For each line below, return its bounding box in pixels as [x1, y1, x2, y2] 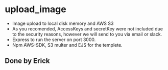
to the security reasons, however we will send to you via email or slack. [12, 31, 162, 37]
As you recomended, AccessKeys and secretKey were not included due [12, 25, 163, 31]
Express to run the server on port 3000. [12, 37, 96, 43]
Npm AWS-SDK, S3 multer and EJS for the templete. [12, 42, 123, 48]
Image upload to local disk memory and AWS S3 [12, 20, 114, 26]
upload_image [5, 4, 67, 15]
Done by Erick [5, 57, 50, 65]
